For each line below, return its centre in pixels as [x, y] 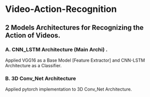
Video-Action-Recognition [61, 9]
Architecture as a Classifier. [33, 65]
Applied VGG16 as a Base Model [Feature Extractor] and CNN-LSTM [75, 60]
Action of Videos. [33, 35]
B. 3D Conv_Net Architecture [41, 78]
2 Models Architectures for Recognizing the [75, 28]
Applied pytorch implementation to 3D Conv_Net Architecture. [69, 89]
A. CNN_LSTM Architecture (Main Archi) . [57, 49]
